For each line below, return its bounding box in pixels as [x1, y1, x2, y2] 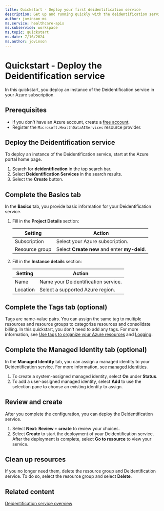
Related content [5, 488, 55, 496]
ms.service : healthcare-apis [5, 21, 64, 26]
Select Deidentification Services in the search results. [12, 171, 123, 177]
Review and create [5, 398, 62, 406]
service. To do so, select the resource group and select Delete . [5, 473, 132, 479]
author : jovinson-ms [5, 16, 47, 21]
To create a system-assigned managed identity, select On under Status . [12, 373, 158, 379]
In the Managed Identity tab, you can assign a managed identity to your [5, 358, 150, 364]
